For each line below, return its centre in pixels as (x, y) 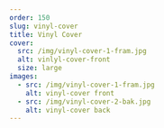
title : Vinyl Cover (46, 34)
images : (24, 77)
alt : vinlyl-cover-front (64, 59)
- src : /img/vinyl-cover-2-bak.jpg (84, 101)
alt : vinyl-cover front (70, 93)
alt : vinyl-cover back (68, 110)
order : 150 (30, 18)
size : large (40, 69)
